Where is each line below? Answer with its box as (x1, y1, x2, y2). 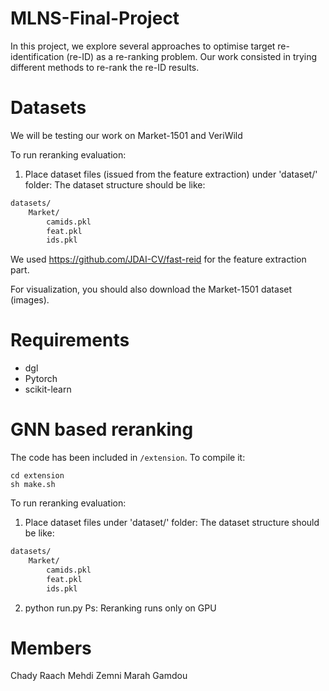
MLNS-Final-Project (10, 7, 180, 30)
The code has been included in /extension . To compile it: (10, 452, 246, 464)
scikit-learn (24, 383, 72, 396)
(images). (10, 294, 50, 306)
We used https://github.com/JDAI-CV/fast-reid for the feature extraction (10, 253, 307, 266)
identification (10, 50, 65, 62)
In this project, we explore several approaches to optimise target (10, 40, 276, 52)
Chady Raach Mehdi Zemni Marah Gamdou (10, 670, 188, 682)
